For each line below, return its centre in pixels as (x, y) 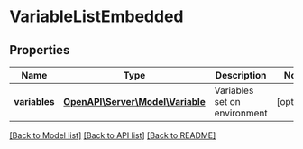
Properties (40, 50)
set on (227, 102)
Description (241, 75)
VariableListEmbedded (96, 17)
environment (241, 113)
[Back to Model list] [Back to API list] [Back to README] (113, 135)
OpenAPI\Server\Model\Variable (134, 102)
